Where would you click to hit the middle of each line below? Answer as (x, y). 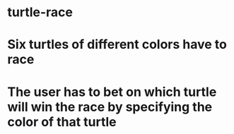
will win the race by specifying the (110, 107)
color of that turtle (62, 122)
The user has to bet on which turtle (112, 92)
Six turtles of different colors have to (117, 45)
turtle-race (40, 12)
